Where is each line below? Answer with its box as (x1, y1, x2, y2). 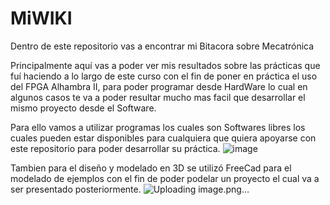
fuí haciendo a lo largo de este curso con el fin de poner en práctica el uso (10, 70, 318, 82)
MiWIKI (10, 7, 73, 30)
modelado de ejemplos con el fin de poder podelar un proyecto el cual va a (10, 172, 320, 184)
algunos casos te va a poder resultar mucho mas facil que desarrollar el (10, 91, 306, 103)
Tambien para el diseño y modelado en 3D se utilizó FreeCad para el (10, 162, 292, 174)
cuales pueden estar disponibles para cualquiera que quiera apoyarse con (10, 132, 317, 144)
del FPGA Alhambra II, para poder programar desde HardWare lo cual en (10, 80, 308, 92)
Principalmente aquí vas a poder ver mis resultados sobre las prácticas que (10, 59, 321, 71)
